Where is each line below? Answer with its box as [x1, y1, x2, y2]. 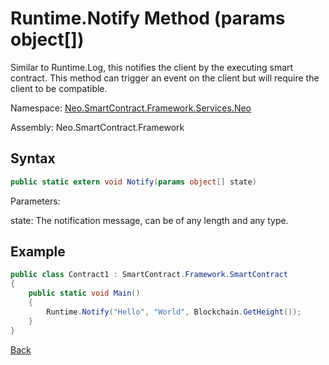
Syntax [10, 150, 56, 167]
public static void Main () [28, 288, 141, 299]
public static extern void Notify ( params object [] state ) [10, 177, 257, 187]
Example [10, 243, 66, 261]
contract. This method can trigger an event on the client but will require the [10, 72, 320, 84]
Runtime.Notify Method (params [10, 7, 286, 30]
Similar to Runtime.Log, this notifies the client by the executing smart [10, 61, 294, 73]
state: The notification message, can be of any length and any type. [10, 214, 289, 226]
